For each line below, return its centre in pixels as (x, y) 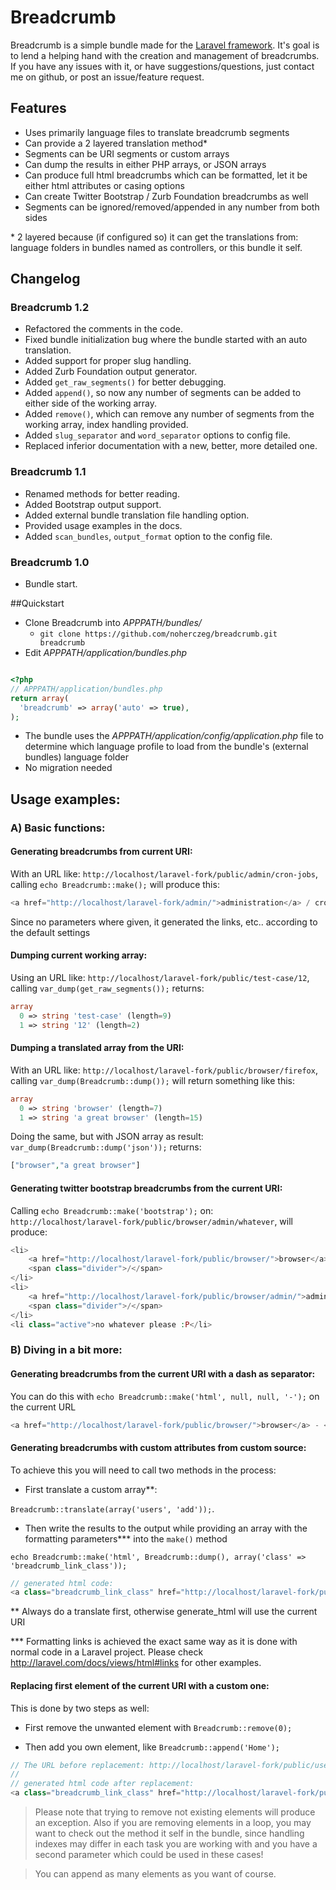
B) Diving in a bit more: (66, 1350)
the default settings (50, 932)
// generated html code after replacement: (102, 1784)
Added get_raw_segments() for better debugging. (125, 382)
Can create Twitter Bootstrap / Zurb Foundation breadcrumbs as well (166, 196)
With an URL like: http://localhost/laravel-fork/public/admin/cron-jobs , (164, 873)
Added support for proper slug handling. (108, 361)
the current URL (43, 1407)
